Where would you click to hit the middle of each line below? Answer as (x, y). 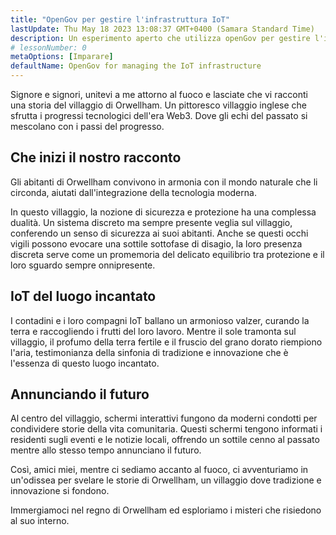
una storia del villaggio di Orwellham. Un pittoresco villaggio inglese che (158, 105)
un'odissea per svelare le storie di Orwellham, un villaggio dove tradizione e (166, 480)
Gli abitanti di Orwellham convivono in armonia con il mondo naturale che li (164, 182)
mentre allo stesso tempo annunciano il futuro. (106, 450)
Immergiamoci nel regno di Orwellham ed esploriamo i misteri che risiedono (166, 510)
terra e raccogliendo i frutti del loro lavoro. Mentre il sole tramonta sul (153, 331)
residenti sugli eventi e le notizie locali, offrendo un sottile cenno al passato (165, 440)
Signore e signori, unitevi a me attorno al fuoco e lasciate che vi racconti (159, 94)
